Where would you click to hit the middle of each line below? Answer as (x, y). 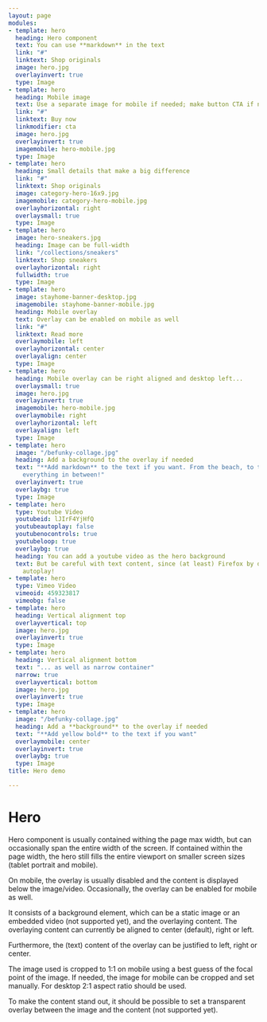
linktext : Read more (49, 334)
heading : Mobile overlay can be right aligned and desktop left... (130, 378)
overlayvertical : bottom (56, 682)
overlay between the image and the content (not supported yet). (113, 1009)
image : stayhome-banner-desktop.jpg (76, 297)
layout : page (30, 16)
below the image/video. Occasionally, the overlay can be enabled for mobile (132, 888)
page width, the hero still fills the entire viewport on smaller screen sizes (127, 856)
